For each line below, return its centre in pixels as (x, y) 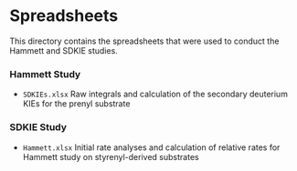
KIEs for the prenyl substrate (76, 104)
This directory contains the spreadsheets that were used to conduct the (144, 41)
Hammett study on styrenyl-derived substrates (111, 156)
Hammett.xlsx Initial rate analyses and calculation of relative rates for (151, 147)
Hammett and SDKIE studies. (64, 50)
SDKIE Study (38, 127)
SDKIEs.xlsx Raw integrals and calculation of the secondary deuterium (155, 94)
